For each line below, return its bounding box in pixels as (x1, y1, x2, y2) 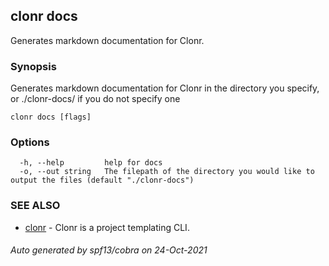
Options (10, 135, 50, 149)
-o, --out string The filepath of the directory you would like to (19, 167, 315, 177)
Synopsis (10, 59, 57, 73)
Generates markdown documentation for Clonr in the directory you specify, (10, 82, 320, 94)
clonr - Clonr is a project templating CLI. (24, 221, 190, 233)
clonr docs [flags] (10, 112, 92, 123)
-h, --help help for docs (19, 158, 163, 168)
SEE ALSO (10, 199, 61, 213)
